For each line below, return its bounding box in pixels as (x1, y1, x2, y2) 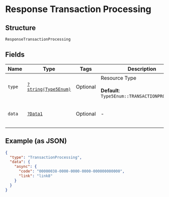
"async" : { (14, 164, 37, 169)
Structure (5, 24, 36, 32)
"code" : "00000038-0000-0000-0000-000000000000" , (18, 169, 125, 174)
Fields (5, 50, 25, 59)
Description (127, 65, 156, 72)
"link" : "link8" (18, 173, 53, 178)
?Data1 (27, 111, 43, 117)
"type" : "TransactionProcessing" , (10, 155, 82, 160)
